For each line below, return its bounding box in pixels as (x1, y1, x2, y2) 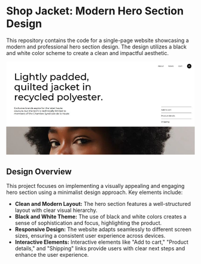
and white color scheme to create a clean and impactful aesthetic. (6, 49, 169, 56)
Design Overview (6, 166, 72, 177)
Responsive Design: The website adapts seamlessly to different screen (14, 226, 191, 233)
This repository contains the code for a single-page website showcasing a (6, 37, 190, 44)
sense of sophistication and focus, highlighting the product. (14, 220, 162, 227)
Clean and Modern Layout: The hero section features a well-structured (14, 201, 191, 208)
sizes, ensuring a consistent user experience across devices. (14, 232, 166, 239)
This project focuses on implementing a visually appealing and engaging (6, 183, 185, 190)
